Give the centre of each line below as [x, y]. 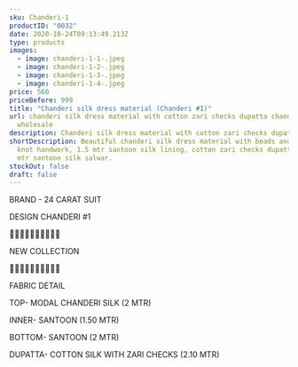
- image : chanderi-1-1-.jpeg [71, 59]
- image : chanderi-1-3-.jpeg [71, 76]
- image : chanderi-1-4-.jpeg [71, 84]
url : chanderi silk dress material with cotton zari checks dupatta [138, 116]
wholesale [35, 125]
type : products [37, 42]
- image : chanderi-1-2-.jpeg [71, 68]
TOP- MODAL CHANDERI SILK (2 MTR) [80, 303]
